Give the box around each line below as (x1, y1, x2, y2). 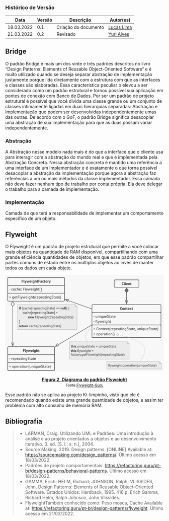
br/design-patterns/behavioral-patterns (25, 468, 107, 474)
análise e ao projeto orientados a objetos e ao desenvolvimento (25, 435, 157, 441)
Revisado (56, 31, 76, 37)
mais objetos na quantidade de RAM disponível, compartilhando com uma (5, 249, 158, 255)
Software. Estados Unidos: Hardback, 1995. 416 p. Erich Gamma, (25, 489, 159, 495)
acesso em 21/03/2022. (25, 510, 74, 516)
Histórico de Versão (5, 4, 55, 11)
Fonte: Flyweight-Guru (65, 383, 104, 388)
